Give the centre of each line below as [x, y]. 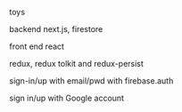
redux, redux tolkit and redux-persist [77, 64]
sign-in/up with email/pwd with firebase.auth [91, 81]
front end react [37, 46]
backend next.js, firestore [56, 29]
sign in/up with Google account [67, 98]
